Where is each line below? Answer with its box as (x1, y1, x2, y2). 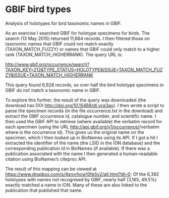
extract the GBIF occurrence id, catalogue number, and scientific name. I (5, 113, 156, 119)
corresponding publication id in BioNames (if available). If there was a (5, 145, 150, 151)
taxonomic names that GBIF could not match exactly (5, 40, 114, 46)
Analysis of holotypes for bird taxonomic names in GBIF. (5, 20, 122, 26)
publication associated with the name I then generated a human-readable (5, 151, 158, 157)
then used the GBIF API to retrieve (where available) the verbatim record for (5, 118, 162, 124)
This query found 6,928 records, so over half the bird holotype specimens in (5, 82, 164, 88)
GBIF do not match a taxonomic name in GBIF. (5, 87, 101, 93)
